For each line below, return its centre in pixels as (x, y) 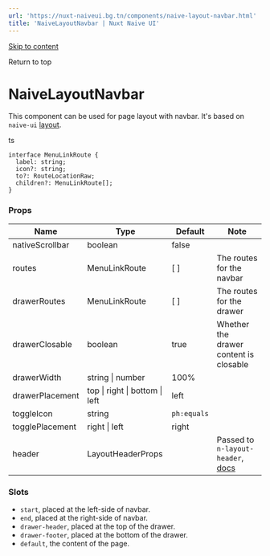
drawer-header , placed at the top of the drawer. (97, 526)
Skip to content (33, 46)
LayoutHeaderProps (125, 453)
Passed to (235, 439)
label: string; (41, 162)
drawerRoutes (39, 300)
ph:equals (190, 413)
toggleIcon (33, 413)
